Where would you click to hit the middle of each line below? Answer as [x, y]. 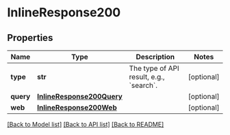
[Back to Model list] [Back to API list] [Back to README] [86, 124]
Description [155, 57]
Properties [30, 38]
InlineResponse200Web [77, 107]
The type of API [154, 68]
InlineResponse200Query [80, 96]
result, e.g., [147, 77]
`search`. [143, 85]
